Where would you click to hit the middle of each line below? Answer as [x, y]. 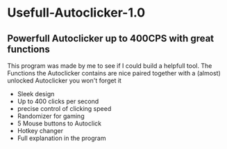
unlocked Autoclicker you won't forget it [64, 80]
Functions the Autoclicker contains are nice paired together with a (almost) [114, 73]
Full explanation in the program [61, 138]
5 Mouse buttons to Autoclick [59, 123]
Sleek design [36, 94]
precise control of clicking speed [64, 108]
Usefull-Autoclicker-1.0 [76, 13]
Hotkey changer [40, 131]
